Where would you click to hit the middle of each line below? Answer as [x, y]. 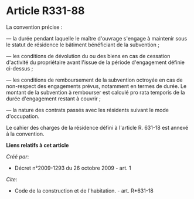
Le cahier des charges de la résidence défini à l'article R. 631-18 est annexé [97, 127]
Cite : [12, 179]
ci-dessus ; [20, 68]
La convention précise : [34, 27]
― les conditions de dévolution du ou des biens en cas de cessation [88, 56]
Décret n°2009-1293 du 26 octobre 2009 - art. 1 [73, 168]
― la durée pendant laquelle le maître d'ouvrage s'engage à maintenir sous [97, 38]
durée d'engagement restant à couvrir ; [54, 99]
